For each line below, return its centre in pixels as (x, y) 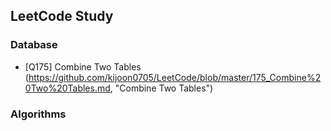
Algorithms (38, 114)
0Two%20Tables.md (67, 88)
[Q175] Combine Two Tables (83, 66)
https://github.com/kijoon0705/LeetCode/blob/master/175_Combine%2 (175, 77)
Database (34, 45)
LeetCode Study (62, 16)
